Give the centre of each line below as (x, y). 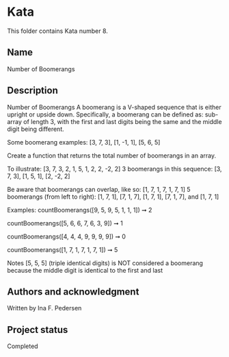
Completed (23, 346)
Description (32, 91)
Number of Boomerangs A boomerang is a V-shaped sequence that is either (114, 107)
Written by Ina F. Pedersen (44, 308)
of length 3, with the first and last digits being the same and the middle (123, 121)
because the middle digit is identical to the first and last (85, 270)
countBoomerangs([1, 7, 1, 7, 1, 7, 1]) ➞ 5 (63, 249)
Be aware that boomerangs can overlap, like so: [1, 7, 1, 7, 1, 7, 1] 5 (99, 189)
